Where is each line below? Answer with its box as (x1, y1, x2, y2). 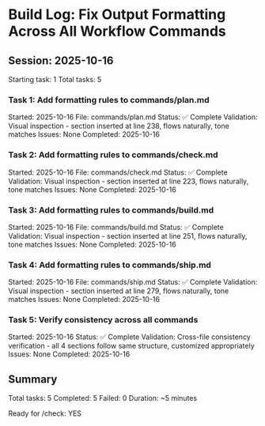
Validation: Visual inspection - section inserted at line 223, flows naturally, (8, 176, 249, 186)
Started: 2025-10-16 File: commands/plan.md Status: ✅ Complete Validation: (8, 112, 258, 122)
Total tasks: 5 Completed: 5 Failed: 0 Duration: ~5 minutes (8, 394, 198, 403)
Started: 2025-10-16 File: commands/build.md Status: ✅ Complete (8, 222, 224, 232)
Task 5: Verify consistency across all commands (8, 315, 199, 326)
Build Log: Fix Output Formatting (8, 6, 226, 24)
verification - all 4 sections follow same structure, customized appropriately (8, 341, 255, 351)
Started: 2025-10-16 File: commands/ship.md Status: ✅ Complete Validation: (8, 277, 258, 287)
